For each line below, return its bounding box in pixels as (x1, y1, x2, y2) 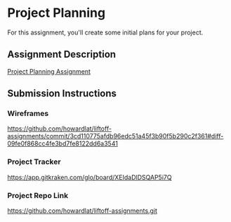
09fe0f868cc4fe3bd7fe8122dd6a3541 (7, 139, 118, 148)
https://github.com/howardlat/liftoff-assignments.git (7, 207, 158, 215)
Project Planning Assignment (7, 67, 91, 75)
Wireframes (7, 109, 49, 119)
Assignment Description (7, 48, 117, 60)
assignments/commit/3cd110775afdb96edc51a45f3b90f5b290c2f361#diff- (7, 132, 224, 141)
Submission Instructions (7, 88, 117, 100)
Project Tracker (7, 157, 61, 166)
